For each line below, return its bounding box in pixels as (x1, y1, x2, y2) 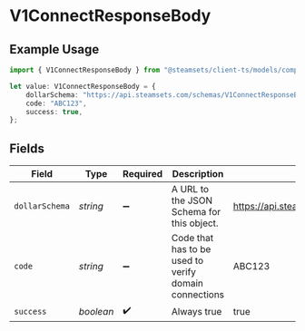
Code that (171, 232, 214, 245)
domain (171, 277, 204, 290)
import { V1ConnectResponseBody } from (9, 65, 161, 74)
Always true (171, 305, 222, 317)
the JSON (171, 194, 213, 207)
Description (172, 168, 224, 180)
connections (171, 288, 225, 301)
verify (171, 266, 197, 278)
